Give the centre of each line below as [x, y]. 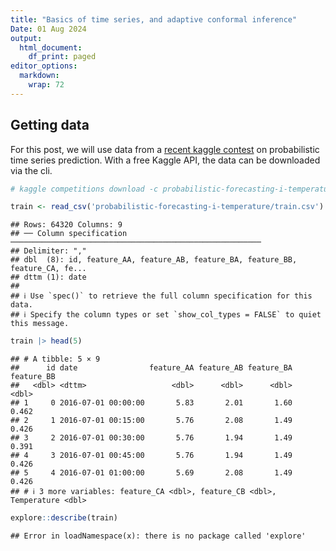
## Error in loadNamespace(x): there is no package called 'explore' [158, 536]
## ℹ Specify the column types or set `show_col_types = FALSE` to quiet [166, 315]
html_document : [51, 47]
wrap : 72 [46, 85]
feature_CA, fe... [48, 269]
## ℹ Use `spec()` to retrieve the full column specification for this [161, 296]
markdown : [39, 76]
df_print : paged [62, 57]
